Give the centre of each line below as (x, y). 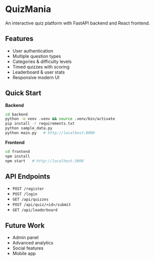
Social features (28, 248)
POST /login (25, 194)
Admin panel (25, 237)
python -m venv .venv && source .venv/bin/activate (60, 119)
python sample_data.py (29, 128)
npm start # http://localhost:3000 (44, 161)
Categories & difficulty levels (42, 61)
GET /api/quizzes (30, 199)
